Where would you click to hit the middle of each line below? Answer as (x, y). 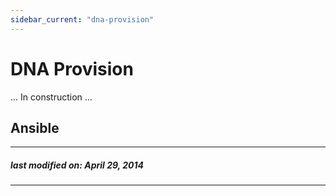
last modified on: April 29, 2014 (77, 165)
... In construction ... (51, 97)
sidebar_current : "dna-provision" (82, 19)
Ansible (35, 127)
